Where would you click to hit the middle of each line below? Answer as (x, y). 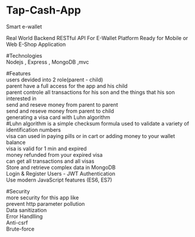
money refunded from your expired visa (54, 154)
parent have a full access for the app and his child (67, 85)
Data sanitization (27, 210)
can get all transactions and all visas (50, 161)
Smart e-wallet (24, 27)
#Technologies (24, 55)
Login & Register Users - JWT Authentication (61, 173)
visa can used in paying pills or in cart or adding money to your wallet (91, 136)
